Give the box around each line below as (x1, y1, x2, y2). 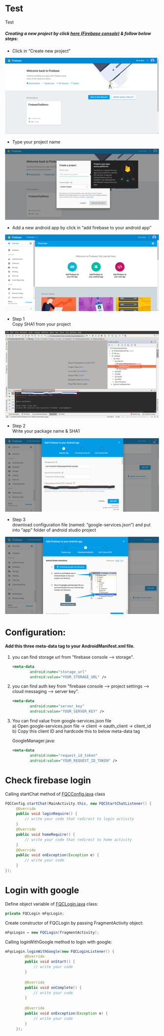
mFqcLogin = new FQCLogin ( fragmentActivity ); (5, 930, 99, 935)
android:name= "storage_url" (30, 669, 87, 674)
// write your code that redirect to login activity (24, 816, 134, 821)
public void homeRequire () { (16, 832, 76, 837)
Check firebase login (5, 775, 91, 786)
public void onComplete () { (24, 985, 82, 990)
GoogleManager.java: (12, 738, 55, 744)
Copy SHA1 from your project (12, 321, 71, 327)
